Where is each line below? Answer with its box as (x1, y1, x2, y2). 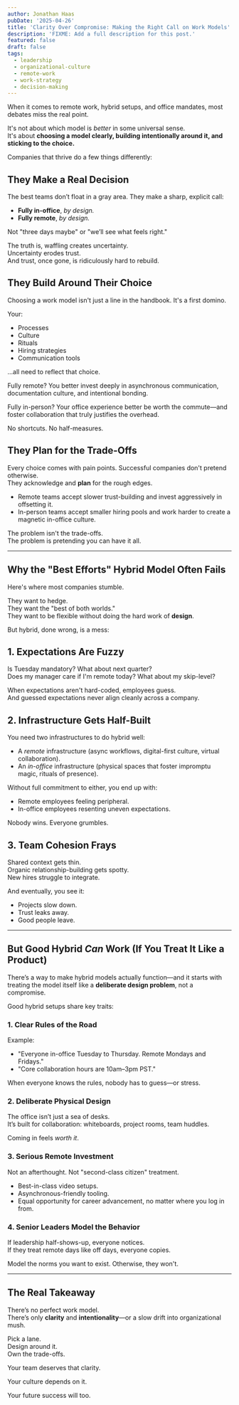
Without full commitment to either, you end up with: (7, 783, 158, 792)
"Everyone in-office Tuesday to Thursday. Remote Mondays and (17, 1050, 206, 1059)
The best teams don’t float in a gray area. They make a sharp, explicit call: (7, 193, 224, 201)
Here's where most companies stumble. (7, 583, 124, 591)
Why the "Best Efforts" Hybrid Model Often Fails (7, 563, 226, 576)
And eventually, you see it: (7, 886, 85, 895)
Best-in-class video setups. (17, 1182, 99, 1190)
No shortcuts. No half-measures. (7, 424, 104, 433)
